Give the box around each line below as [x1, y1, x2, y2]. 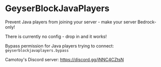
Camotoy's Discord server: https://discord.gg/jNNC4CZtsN [5, 56, 124, 62]
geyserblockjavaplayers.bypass [5, 48, 69, 53]
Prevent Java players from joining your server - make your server [5, 19, 137, 25]
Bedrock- [138, 19, 157, 25]
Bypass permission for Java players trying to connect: [5, 43, 114, 49]
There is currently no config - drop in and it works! [5, 33, 107, 39]
